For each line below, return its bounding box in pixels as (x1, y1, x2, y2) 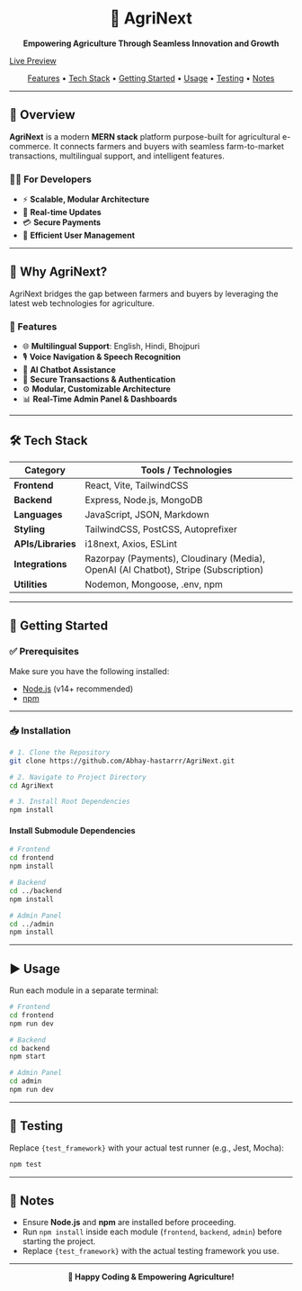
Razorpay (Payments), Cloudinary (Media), (84, 552, 266, 564)
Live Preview (9, 55, 57, 66)
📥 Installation (9, 724, 72, 736)
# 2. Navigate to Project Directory (9, 772, 147, 781)
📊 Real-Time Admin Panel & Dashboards (22, 393, 178, 404)
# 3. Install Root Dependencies (9, 797, 130, 807)
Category (23, 464, 66, 476)
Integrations (13, 557, 67, 570)
